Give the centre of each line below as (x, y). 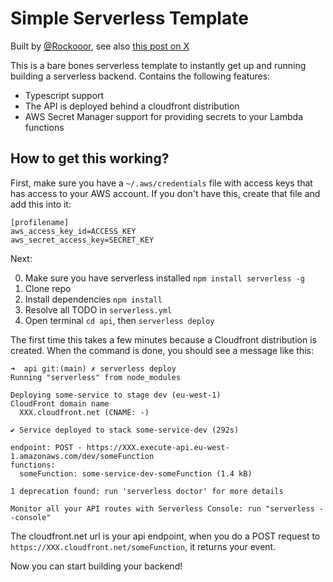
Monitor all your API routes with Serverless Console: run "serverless (162, 508)
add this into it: (41, 204)
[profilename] (40, 222)
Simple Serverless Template (129, 18)
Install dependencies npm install (93, 299)
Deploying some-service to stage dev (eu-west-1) (116, 395)
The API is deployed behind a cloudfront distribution (132, 106)
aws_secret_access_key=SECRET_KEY (82, 240)
